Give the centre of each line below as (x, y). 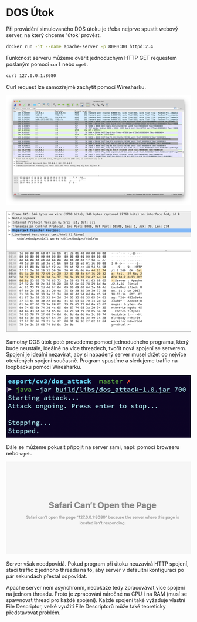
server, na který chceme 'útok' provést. (54, 35)
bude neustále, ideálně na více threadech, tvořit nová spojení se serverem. (96, 348)
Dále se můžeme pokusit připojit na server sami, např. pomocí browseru (93, 447)
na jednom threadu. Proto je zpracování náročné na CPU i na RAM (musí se (97, 594)
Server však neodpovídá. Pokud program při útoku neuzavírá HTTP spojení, (97, 563)
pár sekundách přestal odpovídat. (47, 576)
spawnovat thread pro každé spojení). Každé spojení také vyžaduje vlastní (96, 600)
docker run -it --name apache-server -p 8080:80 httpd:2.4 (80, 46)
